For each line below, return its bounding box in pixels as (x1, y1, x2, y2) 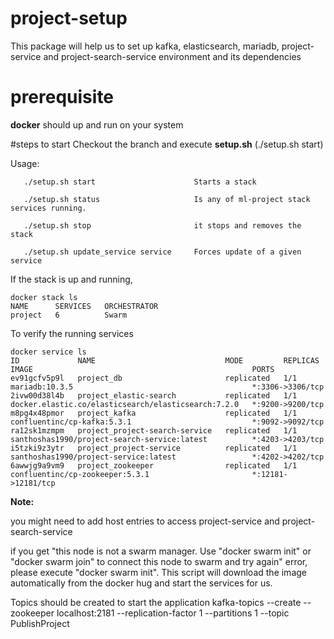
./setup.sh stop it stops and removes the (23, 220, 302, 231)
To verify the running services (10, 327, 134, 339)
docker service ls (10, 347, 87, 357)
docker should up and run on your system (10, 118, 184, 131)
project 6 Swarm (10, 310, 128, 320)
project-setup (10, 7, 128, 30)
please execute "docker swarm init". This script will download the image (10, 566, 307, 578)
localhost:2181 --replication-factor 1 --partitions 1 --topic (56, 607, 290, 619)
